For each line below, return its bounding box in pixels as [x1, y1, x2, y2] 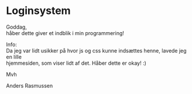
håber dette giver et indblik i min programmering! [6, 29, 125, 36]
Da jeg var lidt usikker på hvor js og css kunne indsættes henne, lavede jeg [6, 47, 187, 54]
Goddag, [6, 23, 28, 30]
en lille [6, 53, 22, 60]
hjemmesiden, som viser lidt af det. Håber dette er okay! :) [6, 60, 146, 67]
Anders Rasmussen [6, 82, 53, 89]
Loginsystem [6, 4, 71, 18]
